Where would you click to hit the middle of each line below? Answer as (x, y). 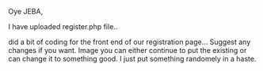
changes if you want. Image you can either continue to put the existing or (128, 50)
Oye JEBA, (26, 11)
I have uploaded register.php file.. (63, 26)
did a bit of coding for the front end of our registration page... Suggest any (130, 42)
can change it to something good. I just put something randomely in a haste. (132, 59)
